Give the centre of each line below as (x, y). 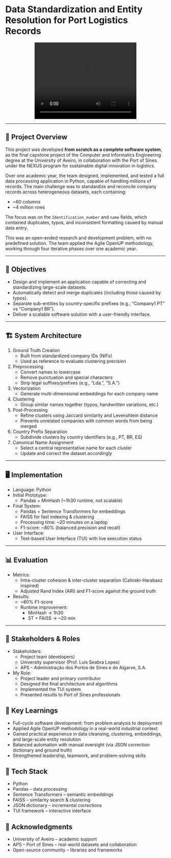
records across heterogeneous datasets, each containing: (66, 192)
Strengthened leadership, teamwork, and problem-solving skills (79, 755)
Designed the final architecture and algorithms (69, 684)
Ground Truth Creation (36, 350)
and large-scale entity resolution (47, 739)
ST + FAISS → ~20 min (52, 618)
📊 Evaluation (27, 560)
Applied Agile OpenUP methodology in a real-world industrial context (85, 728)
